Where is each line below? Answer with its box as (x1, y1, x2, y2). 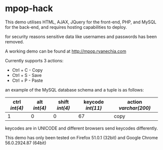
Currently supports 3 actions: (5, 57, 64, 63)
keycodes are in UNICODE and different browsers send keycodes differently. (5, 125, 158, 131)
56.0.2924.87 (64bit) (5, 140, 47, 146)
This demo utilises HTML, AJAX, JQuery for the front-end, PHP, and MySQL (5, 19, 157, 25)
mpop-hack (5, 3, 53, 14)
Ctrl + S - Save (12, 72, 42, 78)
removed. (5, 38, 24, 44)
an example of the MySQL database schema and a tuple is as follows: (5, 87, 144, 93)
